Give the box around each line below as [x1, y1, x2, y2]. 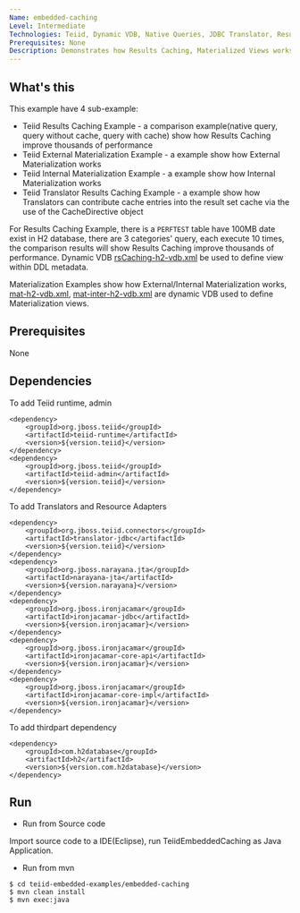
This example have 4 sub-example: [9, 103, 138, 114]
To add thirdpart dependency [9, 721, 117, 732]
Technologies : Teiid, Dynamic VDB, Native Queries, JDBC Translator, [9, 30, 274, 38]
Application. [9, 845, 54, 856]
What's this [9, 80, 75, 95]
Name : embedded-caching [9, 13, 98, 22]
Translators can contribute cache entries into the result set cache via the [21, 196, 290, 207]
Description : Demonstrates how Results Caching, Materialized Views [9, 47, 270, 55]
